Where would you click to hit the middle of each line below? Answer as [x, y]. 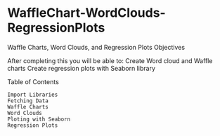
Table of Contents [33, 81]
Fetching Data [28, 101]
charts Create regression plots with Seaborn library [82, 68]
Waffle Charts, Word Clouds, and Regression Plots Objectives [96, 47]
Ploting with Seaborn [39, 119]
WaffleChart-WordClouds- [87, 13]
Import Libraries [33, 95]
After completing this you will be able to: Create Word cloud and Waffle [110, 60]
